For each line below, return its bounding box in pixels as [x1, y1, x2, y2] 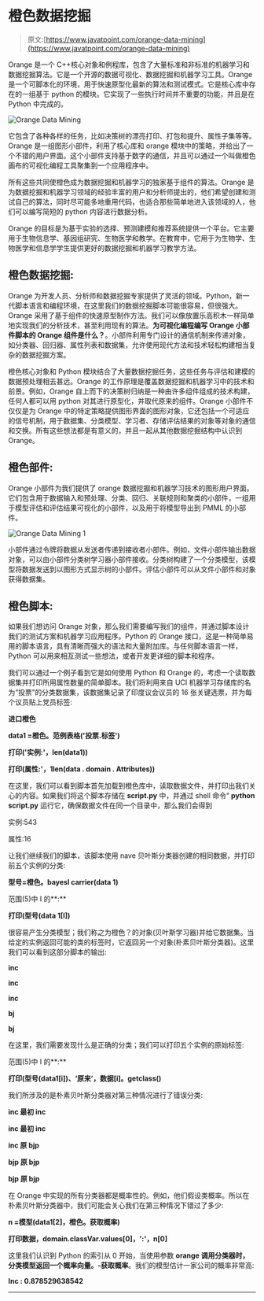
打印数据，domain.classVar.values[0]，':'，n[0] [8, 1234, 167, 1244]
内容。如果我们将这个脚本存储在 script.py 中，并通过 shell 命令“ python [21, 791, 255, 800]
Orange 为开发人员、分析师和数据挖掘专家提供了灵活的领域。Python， [8, 290, 236, 300]
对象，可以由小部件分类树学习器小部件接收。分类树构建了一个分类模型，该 [8, 554, 249, 564]
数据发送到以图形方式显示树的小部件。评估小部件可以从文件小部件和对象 [21, 564, 256, 574]
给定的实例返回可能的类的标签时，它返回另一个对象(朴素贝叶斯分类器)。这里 [8, 937, 255, 947]
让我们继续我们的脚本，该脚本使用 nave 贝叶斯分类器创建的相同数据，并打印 [8, 851, 255, 860]
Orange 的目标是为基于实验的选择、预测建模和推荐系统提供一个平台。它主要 [8, 224, 255, 233]
